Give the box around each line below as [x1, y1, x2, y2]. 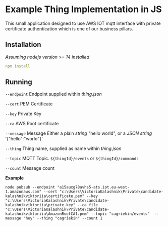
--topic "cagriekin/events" [91, 211, 150, 216]
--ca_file [77, 203, 98, 208]
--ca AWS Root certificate [5, 121, 59, 127]
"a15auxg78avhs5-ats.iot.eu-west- [57, 185, 130, 190]
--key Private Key [5, 110, 42, 117]
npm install [5, 63, 30, 69]
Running [5, 78, 33, 87]
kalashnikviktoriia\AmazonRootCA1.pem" [5, 211, 89, 216]
